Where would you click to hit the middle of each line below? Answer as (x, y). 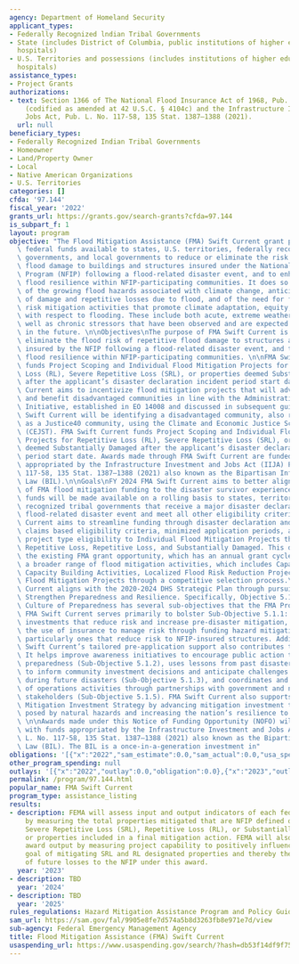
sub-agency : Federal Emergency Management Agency (103, 929)
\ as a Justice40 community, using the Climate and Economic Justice (149, 423)
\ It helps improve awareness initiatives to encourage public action (151, 656)
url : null (35, 126)
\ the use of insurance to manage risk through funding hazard (137, 630)
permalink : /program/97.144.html (71, 780)
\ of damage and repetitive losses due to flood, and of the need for (151, 299)
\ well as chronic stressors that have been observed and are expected (153, 324)
